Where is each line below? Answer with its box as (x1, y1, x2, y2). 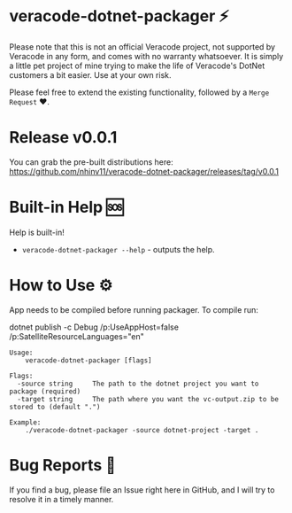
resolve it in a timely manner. (9, 494, 114, 504)
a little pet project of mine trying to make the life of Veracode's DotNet (9, 60, 265, 71)
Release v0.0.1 (9, 128, 118, 148)
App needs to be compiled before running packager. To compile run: (9, 304, 259, 315)
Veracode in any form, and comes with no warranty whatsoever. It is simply (9, 51, 284, 61)
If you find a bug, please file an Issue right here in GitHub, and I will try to (9, 484, 275, 495)
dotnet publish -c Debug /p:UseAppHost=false (9, 322, 180, 332)
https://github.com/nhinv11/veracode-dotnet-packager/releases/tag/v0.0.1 (9, 166, 280, 176)
